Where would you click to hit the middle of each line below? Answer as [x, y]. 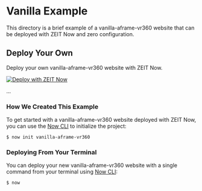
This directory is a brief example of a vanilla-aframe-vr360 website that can [100, 28]
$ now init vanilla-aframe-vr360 [48, 137]
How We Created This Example [52, 107]
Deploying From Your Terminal [52, 152]
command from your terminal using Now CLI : [62, 172]
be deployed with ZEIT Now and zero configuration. [70, 34]
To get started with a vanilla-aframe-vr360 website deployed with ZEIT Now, [101, 120]
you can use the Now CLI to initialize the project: [66, 126]
